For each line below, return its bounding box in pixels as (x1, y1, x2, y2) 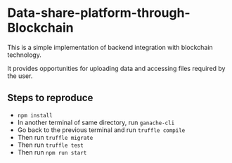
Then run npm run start (17, 148, 87, 156)
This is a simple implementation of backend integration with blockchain (7, 43, 213, 51)
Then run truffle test (17, 141, 84, 149)
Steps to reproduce (7, 92, 94, 104)
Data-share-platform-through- (7, 5, 191, 21)
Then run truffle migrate (17, 133, 94, 141)
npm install (17, 112, 53, 119)
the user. (7, 72, 33, 80)
